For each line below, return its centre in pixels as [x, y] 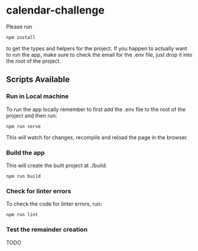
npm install [21, 37]
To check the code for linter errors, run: [54, 204]
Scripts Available [38, 79]
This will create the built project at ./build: [57, 165]
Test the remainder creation [47, 230]
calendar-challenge [55, 10]
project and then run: [32, 115]
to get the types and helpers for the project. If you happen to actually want [97, 48]
